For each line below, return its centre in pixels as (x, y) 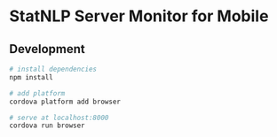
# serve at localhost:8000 (59, 118)
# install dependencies (53, 69)
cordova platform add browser (65, 102)
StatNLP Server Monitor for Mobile (139, 16)
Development (47, 49)
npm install (31, 77)
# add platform (37, 93)
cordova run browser (47, 126)
